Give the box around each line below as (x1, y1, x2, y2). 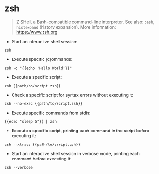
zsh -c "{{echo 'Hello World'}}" (4, 66, 72, 71)
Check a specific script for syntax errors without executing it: (11, 92, 134, 98)
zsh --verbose (4, 165, 33, 170)
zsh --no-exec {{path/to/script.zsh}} (4, 101, 83, 106)
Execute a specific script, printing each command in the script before (11, 128, 149, 133)
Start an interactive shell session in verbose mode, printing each (11, 150, 140, 156)
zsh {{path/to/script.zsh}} (4, 83, 61, 88)
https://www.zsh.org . (16, 29, 59, 35)
